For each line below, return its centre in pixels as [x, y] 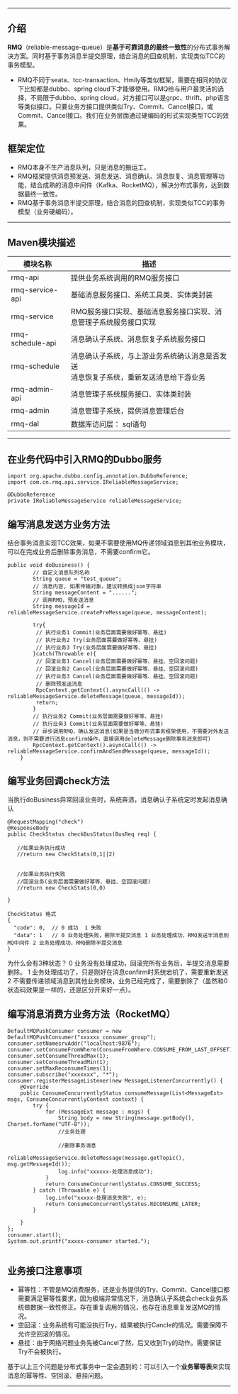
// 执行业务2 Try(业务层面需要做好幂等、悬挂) [97, 640]
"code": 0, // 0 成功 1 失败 [58, 928]
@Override [35, 1087]
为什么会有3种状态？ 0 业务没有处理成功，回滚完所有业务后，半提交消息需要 [119, 963]
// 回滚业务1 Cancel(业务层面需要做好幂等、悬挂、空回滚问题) [117, 662]
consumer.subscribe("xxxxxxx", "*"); [63, 1074]
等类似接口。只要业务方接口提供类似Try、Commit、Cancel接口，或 [115, 106]
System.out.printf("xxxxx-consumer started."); [79, 1241]
